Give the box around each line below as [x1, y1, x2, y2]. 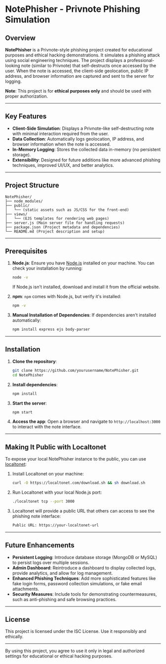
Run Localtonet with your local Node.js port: [12, 489, 102, 496]
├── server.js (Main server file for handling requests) [5, 220, 125, 225]
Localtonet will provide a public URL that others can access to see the [12, 508, 155, 513]
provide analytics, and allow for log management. [12, 570, 113, 576]
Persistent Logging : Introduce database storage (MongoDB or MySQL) [12, 554, 157, 560]
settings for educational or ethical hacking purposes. [5, 653, 113, 659]
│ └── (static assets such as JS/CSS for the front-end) [5, 207, 129, 212]
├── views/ [5, 211, 28, 216]
